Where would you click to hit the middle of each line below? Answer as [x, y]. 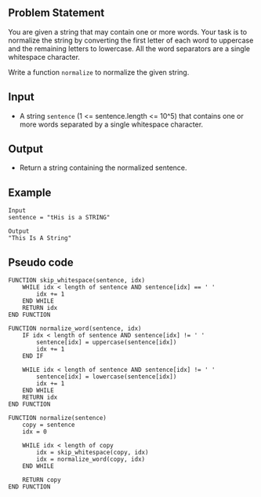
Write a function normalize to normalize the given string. [99, 72]
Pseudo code [41, 262]
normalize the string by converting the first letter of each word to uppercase [131, 40]
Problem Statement [56, 13]
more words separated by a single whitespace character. [111, 124]
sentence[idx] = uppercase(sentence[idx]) [107, 342]
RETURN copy [42, 480]
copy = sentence [49, 425]
